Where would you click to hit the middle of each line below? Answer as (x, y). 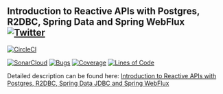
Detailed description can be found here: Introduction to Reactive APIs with (112, 75)
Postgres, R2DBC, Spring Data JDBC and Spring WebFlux (88, 83)
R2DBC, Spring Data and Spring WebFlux (96, 22)
